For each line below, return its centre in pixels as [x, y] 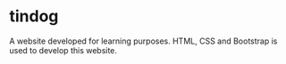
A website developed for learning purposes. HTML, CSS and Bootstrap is [143, 41]
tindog [34, 16]
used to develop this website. [63, 50]
